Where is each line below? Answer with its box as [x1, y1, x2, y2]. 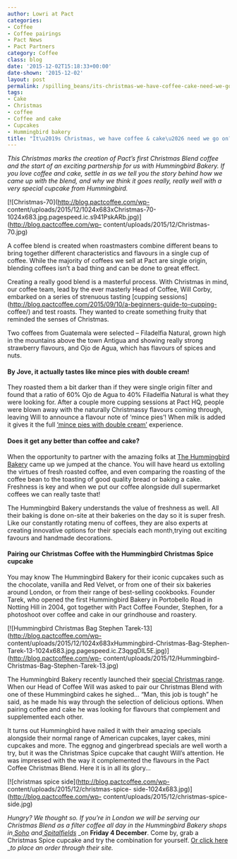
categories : [7, 17, 42, 24]
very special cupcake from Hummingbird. [7, 184, 128, 193]
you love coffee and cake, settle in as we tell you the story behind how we [7, 169, 223, 178]
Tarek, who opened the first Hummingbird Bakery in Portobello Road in [7, 595, 213, 604]
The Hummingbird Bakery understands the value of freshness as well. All [7, 504, 219, 512]
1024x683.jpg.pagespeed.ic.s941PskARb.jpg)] [7, 213, 142, 221]
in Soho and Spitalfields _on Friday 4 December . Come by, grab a [7, 828, 199, 836]
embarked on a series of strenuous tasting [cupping [7, 293, 159, 301]
